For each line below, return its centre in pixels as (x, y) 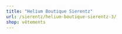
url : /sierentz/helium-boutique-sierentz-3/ (61, 17)
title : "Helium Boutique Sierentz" (50, 11)
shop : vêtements (26, 22)
